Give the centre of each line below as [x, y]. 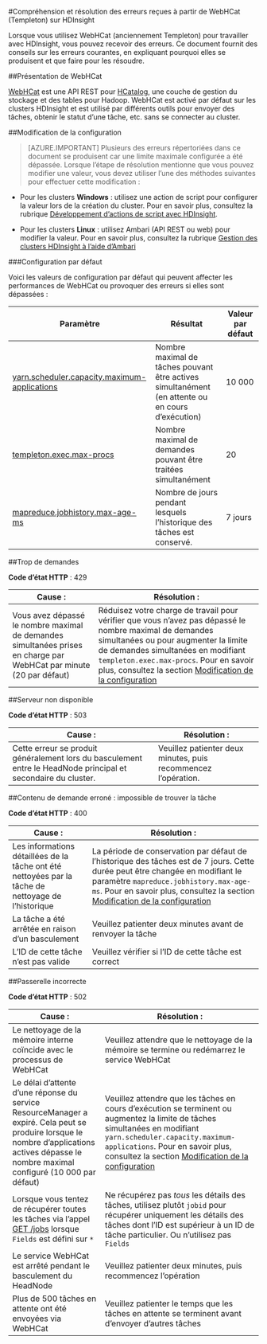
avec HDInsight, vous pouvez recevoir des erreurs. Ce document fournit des [133, 44]
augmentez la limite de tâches [161, 1118]
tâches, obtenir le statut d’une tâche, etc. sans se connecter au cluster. [124, 117]
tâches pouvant [184, 367]
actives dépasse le [47, 1152]
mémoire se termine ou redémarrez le [175, 1050]
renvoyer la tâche [124, 934]
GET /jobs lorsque [46, 1229]
